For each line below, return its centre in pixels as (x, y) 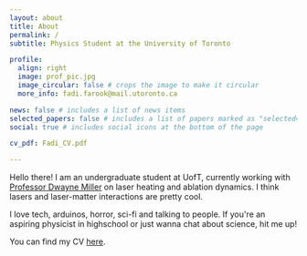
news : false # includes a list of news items (97, 110)
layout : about (37, 18)
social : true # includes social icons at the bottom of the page (136, 127)
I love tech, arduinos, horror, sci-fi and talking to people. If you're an (138, 214)
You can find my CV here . (58, 241)
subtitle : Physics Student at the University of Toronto (120, 43)
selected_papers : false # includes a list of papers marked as (132, 118)
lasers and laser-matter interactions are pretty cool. (106, 197)
